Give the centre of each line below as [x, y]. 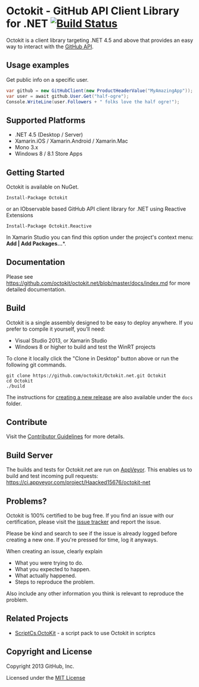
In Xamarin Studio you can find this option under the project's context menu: [100, 237]
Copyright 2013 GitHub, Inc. [40, 666]
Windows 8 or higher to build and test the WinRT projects [85, 347]
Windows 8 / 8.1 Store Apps [49, 154]
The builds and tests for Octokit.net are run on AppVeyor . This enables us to [99, 470]
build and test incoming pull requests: [52, 476]
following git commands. [36, 365]
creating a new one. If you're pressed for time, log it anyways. [82, 540]
